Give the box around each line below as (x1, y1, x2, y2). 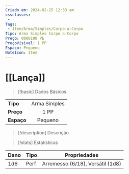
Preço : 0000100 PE (5, 36, 44, 41)
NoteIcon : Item (5, 50, 38, 55)
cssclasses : (5, 12, 31, 17)
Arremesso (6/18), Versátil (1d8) (42, 160, 121, 167)
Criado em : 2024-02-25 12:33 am (5, 7, 74, 13)
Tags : (5, 21, 17, 27)
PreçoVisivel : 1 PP (5, 41, 47, 46)
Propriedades (65, 152, 98, 159)
